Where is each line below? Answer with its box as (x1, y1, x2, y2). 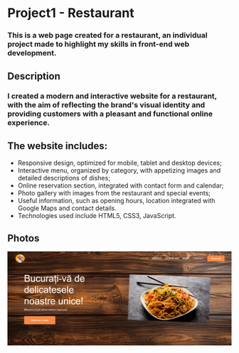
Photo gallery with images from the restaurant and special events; (17, 189, 211, 197)
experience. (7, 118, 50, 128)
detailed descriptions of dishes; (17, 174, 110, 183)
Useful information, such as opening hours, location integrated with (17, 197, 216, 205)
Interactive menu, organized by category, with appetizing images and (17, 166, 221, 175)
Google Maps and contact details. (17, 204, 117, 212)
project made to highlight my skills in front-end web (7, 39, 190, 49)
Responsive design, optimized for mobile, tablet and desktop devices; (17, 158, 222, 168)
